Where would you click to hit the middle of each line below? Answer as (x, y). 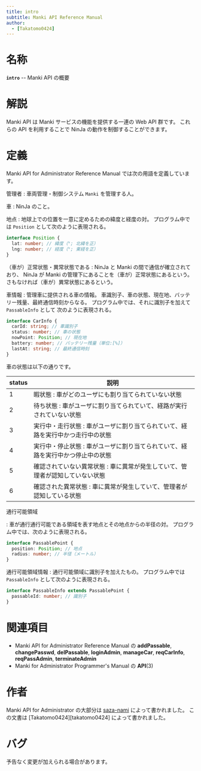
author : (16, 23)
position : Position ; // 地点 (47, 549)
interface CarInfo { (32, 321)
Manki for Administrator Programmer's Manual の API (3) (84, 666)
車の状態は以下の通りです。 (40, 367)
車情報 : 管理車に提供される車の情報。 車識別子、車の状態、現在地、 (90, 295)
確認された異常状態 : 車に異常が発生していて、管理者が (110, 486)
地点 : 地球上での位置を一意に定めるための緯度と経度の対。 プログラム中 (96, 219)
